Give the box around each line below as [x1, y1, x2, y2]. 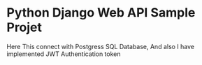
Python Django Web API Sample [6, 5, 196, 21]
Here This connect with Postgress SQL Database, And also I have [6, 42, 195, 50]
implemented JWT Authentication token [6, 50, 121, 58]
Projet [6, 19, 43, 35]
